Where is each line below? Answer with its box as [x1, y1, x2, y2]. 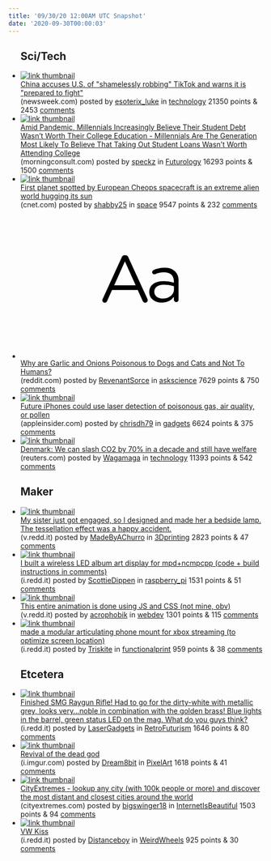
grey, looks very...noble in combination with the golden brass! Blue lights [19, 706, 262, 716]
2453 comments [19, 105, 75, 115]
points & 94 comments [19, 809, 96, 819]
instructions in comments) [19, 566, 108, 576]
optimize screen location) [19, 635, 105, 645]
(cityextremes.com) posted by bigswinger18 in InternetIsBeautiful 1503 [19, 801, 256, 811]
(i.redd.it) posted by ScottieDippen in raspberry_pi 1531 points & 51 [19, 575, 241, 585]
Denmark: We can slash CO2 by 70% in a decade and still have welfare [19, 444, 257, 454]
